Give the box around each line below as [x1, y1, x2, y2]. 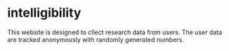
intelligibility [7, 5, 81, 21]
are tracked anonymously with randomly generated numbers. [7, 35, 185, 43]
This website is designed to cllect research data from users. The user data [7, 28, 223, 36]
